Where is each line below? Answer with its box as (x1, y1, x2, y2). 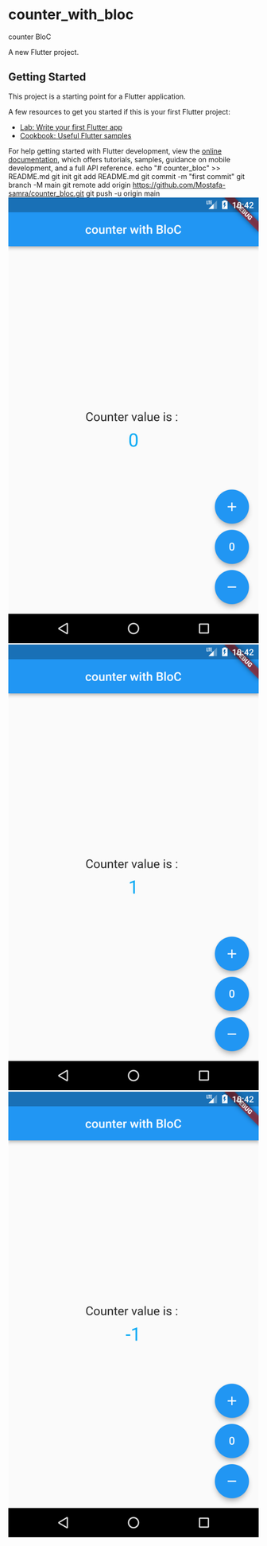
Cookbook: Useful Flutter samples (19, 130, 132, 140)
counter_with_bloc (8, 6, 134, 24)
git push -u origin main (86, 189, 161, 198)
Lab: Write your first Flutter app (19, 122, 123, 132)
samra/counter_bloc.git (8, 189, 85, 198)
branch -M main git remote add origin (8, 180, 131, 189)
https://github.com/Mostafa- (132, 180, 226, 189)
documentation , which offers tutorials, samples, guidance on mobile (8, 154, 230, 164)
